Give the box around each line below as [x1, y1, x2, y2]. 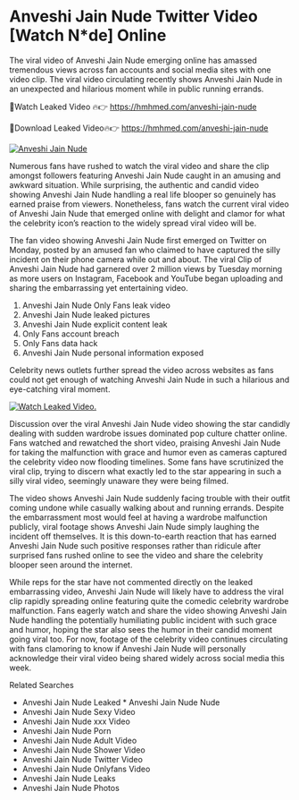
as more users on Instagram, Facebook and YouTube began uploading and [9, 273, 284, 284]
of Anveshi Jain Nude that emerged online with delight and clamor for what [9, 208, 286, 218]
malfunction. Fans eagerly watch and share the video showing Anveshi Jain [9, 605, 287, 616]
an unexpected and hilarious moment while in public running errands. [9, 83, 264, 94]
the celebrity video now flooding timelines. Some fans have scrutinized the [9, 456, 284, 467]
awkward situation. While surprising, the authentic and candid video [9, 179, 260, 190]
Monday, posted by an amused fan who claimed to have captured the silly [9, 244, 281, 255]
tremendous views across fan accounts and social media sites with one [9, 64, 271, 75]
